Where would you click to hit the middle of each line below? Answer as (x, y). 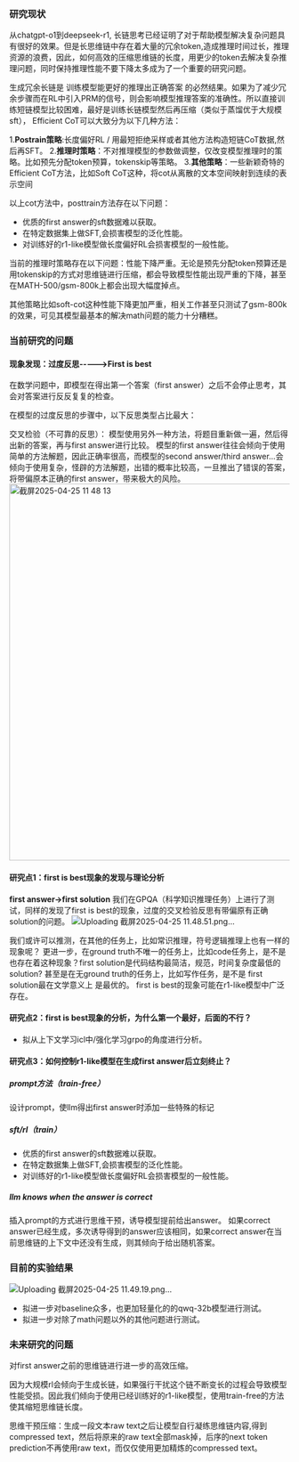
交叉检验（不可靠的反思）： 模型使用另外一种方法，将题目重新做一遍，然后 (145, 435)
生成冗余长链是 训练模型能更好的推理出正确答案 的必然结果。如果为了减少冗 (148, 87)
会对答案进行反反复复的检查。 (64, 396)
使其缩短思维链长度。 (48, 1406)
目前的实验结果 (41, 1268)
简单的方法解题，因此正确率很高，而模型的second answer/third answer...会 (146, 457)
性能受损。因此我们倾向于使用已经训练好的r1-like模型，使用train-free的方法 (147, 1395)
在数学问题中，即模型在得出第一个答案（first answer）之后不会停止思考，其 (148, 386)
